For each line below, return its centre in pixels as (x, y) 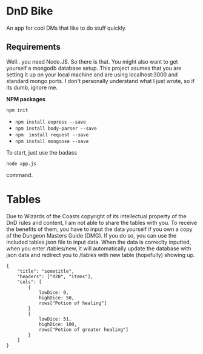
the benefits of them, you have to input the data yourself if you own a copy (99, 229)
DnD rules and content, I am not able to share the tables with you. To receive (102, 222)
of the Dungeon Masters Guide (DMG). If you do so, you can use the (92, 235)
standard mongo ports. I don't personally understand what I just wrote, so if (101, 81)
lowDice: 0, (54, 292)
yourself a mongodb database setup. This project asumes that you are (94, 68)
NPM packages (26, 99)
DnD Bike (30, 11)
